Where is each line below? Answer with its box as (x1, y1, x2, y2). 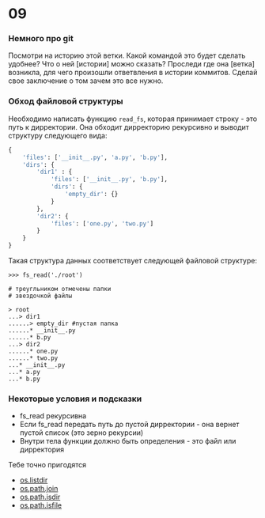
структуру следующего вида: (8, 130, 108, 140)
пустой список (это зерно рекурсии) (19, 428, 144, 437)
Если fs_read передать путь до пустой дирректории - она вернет (19, 420, 240, 429)
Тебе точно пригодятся (8, 460, 87, 470)
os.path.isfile (19, 501, 62, 510)
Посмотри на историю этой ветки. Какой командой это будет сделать (8, 51, 246, 60)
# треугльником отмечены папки (8, 285, 112, 293)
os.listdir (19, 475, 48, 485)
